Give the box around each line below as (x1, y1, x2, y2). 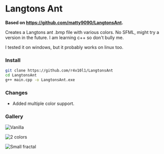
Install (5, 56, 21, 63)
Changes (5, 89, 28, 96)
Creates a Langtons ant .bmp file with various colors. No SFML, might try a (5, 29, 159, 35)
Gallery (5, 113, 24, 120)
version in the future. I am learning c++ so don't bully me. (5, 34, 124, 40)
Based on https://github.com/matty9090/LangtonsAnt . (5, 19, 124, 25)
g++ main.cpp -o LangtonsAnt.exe (5, 77, 75, 82)
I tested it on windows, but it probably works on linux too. (5, 44, 124, 50)
